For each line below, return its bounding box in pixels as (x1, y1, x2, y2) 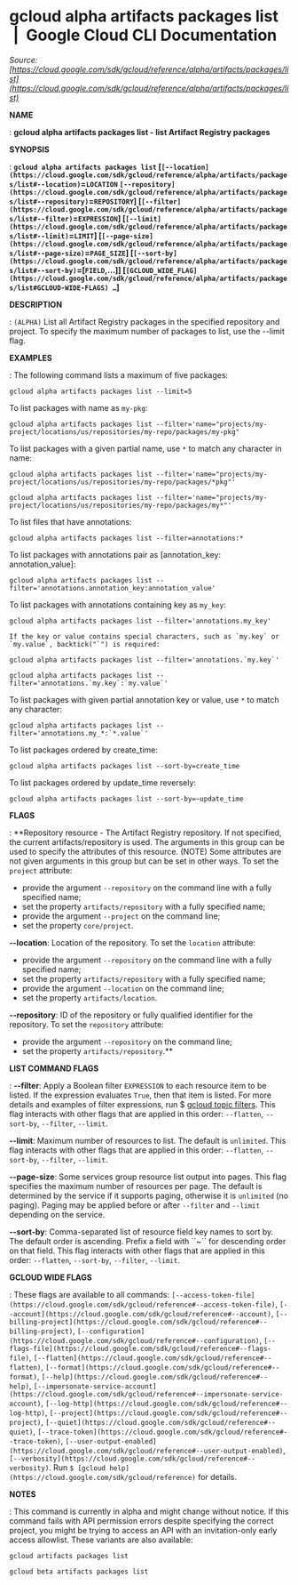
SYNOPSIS (9, 144, 51, 155)
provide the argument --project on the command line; (21, 910, 221, 921)
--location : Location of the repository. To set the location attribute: (9, 937, 255, 948)
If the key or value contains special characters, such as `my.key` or (9, 632, 279, 641)
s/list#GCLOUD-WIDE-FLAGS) (9, 283, 109, 293)
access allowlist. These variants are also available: (9, 1534, 193, 1545)
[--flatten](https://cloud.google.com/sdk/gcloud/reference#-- (33, 1354, 272, 1363)
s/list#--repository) (9, 197, 90, 206)
